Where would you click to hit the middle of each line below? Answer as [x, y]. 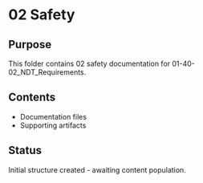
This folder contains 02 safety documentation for [89, 63]
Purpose [30, 45]
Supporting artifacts [53, 125]
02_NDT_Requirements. [47, 72]
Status [25, 150]
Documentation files [53, 116]
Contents [32, 98]
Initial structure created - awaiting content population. [97, 169]
